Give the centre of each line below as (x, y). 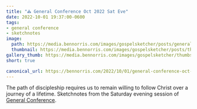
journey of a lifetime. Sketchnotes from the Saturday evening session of (93, 94)
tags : (13, 22)
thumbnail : (25, 50)
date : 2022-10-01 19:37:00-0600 (45, 17)
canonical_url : (25, 71)
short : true (21, 60)
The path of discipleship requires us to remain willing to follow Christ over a (97, 88)
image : (14, 39)
